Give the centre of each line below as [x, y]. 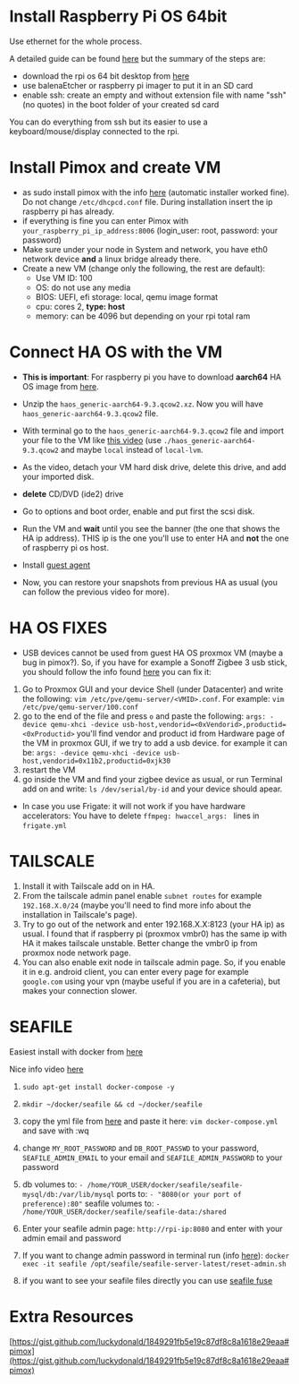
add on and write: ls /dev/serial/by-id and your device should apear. [152, 789]
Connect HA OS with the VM [116, 352]
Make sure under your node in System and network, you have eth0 [145, 249]
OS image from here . [61, 386]
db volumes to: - [53, 1184]
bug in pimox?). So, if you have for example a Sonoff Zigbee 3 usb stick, [154, 662]
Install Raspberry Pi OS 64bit [118, 17]
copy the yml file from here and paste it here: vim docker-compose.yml [150, 1121]
